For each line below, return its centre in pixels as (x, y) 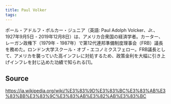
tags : (11, 15)
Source (17, 78)
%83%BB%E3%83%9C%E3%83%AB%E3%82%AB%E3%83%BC (76, 96)
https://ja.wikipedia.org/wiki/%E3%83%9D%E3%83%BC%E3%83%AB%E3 (86, 91)
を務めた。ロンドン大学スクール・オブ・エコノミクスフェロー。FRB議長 (81, 49)
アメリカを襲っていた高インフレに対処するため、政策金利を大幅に (83, 56)
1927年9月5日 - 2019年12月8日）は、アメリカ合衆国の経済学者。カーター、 (84, 36)
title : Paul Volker (26, 10)
